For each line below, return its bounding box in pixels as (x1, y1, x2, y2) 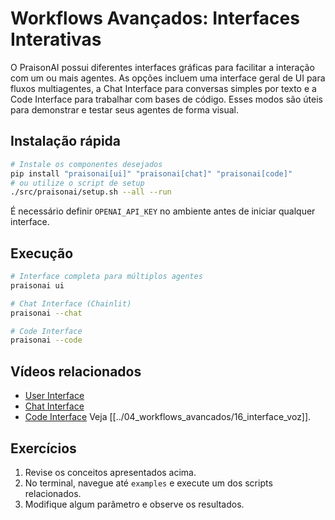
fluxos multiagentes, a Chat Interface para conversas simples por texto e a (10, 82, 317, 94)
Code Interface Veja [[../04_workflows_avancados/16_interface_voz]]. (24, 411, 312, 423)
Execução (10, 245, 74, 262)
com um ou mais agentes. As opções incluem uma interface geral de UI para (10, 72, 326, 84)
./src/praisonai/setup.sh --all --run (10, 187, 172, 197)
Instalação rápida (10, 133, 122, 150)
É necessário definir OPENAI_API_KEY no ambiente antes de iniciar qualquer (10, 205, 316, 217)
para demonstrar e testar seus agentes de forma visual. (10, 103, 239, 116)
